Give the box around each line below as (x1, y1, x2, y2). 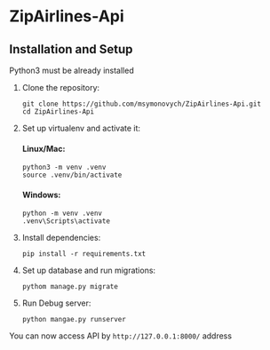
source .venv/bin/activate (21, 171, 123, 179)
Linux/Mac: (21, 143, 66, 154)
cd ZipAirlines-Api (21, 107, 95, 116)
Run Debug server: (21, 298, 91, 308)
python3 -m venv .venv (21, 163, 107, 172)
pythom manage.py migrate (21, 282, 118, 291)
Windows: (21, 189, 61, 200)
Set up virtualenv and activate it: (21, 123, 140, 133)
